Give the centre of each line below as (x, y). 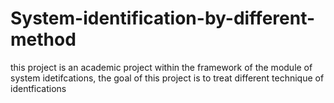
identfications (38, 88)
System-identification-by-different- (163, 18)
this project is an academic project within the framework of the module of (161, 67)
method (43, 39)
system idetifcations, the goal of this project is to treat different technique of (167, 78)
